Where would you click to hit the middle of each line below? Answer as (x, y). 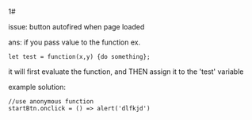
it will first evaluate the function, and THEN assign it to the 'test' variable (126, 72)
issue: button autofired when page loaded (76, 27)
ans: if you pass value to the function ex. (74, 42)
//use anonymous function (51, 102)
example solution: (37, 87)
